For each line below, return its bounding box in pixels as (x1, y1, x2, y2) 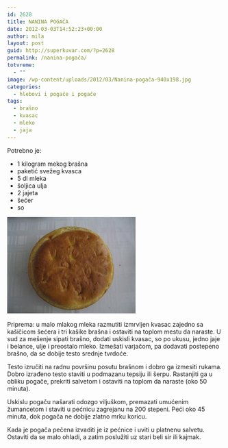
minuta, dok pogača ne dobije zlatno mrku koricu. (7, 412, 147, 421)
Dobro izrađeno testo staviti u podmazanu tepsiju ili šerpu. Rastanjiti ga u (7, 370, 213, 378)
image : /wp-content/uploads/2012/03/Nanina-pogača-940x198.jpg (7, 76, 192, 83)
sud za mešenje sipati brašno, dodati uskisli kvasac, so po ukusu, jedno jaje (7, 334, 220, 343)
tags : (7, 98, 23, 105)
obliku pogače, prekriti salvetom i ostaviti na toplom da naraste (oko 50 (7, 377, 207, 385)
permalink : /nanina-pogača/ (7, 55, 88, 62)
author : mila (7, 33, 45, 40)
